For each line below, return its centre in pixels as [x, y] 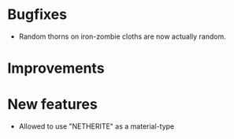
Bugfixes [37, 15]
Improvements [56, 68]
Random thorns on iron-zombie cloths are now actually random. [122, 36]
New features [52, 105]
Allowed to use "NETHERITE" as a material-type [97, 126]
